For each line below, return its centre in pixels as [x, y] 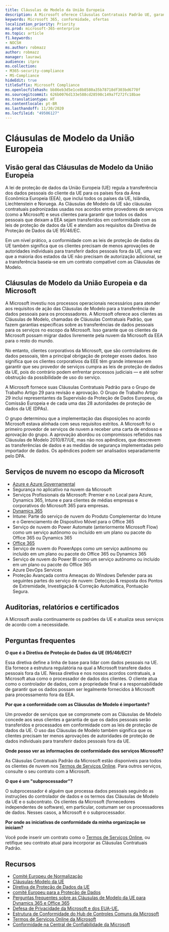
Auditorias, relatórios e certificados [62, 607]
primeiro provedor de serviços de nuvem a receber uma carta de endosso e [84, 429]
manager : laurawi [23, 57]
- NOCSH [13, 43]
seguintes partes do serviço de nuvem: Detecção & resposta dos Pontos [88, 580]
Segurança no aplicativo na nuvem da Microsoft [62, 489]
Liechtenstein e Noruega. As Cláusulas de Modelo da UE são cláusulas [78, 204]
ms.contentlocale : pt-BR [31, 104]
